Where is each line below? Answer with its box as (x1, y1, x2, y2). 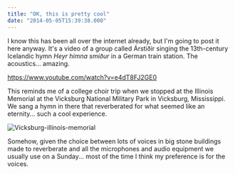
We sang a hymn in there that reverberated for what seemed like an (7, 102, 205, 110)
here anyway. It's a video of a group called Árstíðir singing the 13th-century (7, 44, 229, 53)
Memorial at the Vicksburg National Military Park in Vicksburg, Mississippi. (7, 94, 226, 103)
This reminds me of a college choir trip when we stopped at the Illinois (7, 87, 214, 95)
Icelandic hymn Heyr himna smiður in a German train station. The (7, 51, 198, 60)
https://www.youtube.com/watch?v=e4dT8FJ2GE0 (7, 72, 157, 82)
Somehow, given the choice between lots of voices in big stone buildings (7, 136, 221, 146)
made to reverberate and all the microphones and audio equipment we (7, 144, 214, 153)
